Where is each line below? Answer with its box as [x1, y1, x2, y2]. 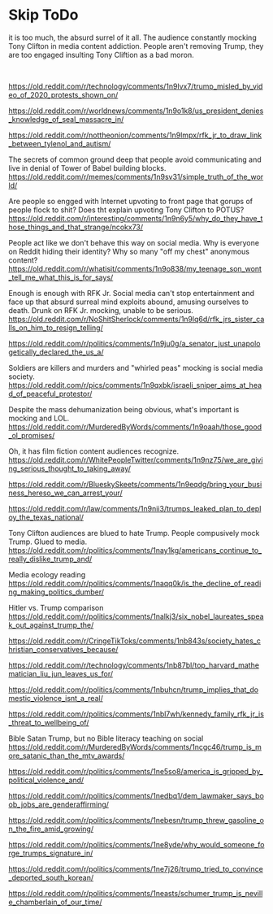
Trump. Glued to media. [8, 537, 88, 546]
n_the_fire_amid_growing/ [8, 824, 94, 833]
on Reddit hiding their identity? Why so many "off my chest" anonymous [8, 246, 250, 256]
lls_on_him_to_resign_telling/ [8, 323, 103, 333]
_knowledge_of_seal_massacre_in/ [8, 114, 124, 124]
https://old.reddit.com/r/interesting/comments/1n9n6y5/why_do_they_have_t [8, 213, 263, 223]
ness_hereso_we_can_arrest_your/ [8, 488, 123, 498]
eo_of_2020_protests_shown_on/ [8, 89, 119, 99]
